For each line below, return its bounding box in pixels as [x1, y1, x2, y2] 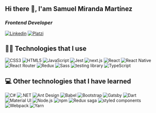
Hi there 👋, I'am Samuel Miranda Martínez [5, 5, 133, 13]
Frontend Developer [5, 19, 53, 26]
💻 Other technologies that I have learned [5, 77, 131, 85]
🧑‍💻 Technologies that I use [5, 45, 87, 53]
